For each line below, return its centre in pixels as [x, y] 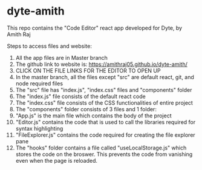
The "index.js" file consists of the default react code [80, 96]
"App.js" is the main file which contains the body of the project [93, 116]
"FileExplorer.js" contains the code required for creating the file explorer [105, 135]
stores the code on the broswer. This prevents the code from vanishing [104, 154]
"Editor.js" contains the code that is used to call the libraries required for [106, 122]
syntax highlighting [39, 128]
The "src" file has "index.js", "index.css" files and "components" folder [104, 90]
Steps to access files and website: [50, 46]
